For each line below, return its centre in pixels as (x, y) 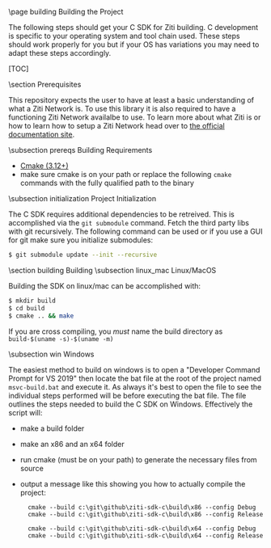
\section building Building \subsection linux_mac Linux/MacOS (112, 270)
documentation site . (42, 134)
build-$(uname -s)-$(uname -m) (61, 339)
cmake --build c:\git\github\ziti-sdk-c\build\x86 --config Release (146, 514)
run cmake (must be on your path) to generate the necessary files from (138, 459)
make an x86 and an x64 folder (72, 444)
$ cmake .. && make (41, 316)
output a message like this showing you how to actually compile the (133, 483)
